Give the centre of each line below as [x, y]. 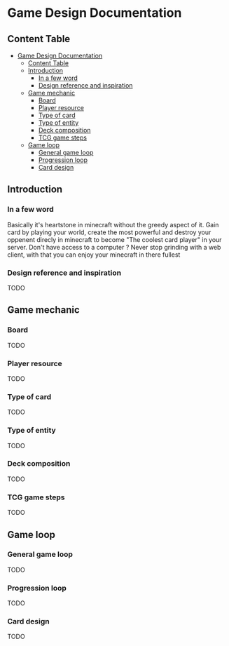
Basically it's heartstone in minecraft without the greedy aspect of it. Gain [113, 224]
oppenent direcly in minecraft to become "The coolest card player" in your [114, 239]
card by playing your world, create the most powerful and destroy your [109, 232]
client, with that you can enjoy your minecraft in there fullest [94, 255]
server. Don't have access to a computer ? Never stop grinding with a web [114, 247]
